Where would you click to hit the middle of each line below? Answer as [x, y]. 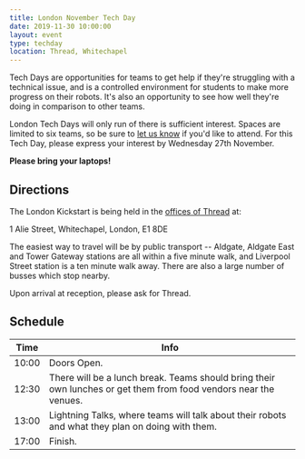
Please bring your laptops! [60, 161]
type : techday [36, 43]
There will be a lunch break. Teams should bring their [162, 377]
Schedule [37, 322]
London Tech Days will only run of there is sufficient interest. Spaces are [145, 125]
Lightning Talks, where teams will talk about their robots [167, 414]
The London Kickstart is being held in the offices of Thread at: [126, 211]
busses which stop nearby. [60, 275]
